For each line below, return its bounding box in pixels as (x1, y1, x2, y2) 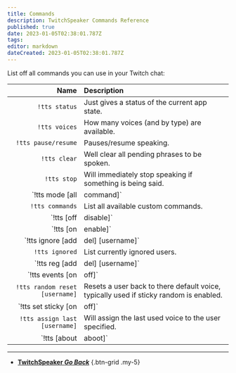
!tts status (37, 103, 77, 110)
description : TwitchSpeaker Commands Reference (7, 17, 150, 24)
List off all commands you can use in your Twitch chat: (7, 68, 165, 77)
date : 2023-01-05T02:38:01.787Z (7, 30, 102, 37)
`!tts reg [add (34, 258, 77, 268)
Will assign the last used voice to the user (84, 312, 221, 322)
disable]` (84, 213, 113, 222)
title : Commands (7, 10, 55, 18)
